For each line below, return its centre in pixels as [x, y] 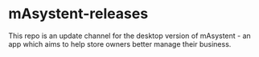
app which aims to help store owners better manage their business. [120, 44]
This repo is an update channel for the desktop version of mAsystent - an [129, 36]
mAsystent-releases [78, 14]
